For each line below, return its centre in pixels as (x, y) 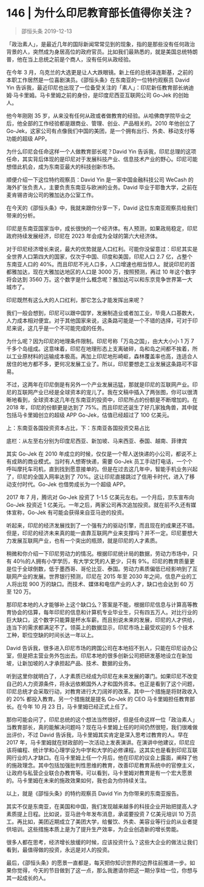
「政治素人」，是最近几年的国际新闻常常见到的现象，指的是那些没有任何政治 (101, 44)
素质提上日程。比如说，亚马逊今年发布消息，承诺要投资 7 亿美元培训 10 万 (99, 814)
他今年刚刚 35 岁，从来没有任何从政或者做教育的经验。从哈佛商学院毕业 (96, 115)
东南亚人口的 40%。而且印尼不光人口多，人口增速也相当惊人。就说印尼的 (98, 264)
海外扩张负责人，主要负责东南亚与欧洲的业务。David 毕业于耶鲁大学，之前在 (102, 187)
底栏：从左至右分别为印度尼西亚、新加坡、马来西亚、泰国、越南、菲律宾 (97, 440)
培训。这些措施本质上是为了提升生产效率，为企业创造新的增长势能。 (97, 829)
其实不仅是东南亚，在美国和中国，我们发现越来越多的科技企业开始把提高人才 (102, 806)
